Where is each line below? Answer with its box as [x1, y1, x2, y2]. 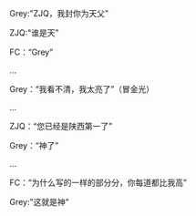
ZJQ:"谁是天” [9, 27, 59, 38]
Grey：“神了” [9, 140, 59, 150]
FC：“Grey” [9, 46, 54, 57]
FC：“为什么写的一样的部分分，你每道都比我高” [9, 177, 187, 188]
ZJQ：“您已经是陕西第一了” [9, 121, 112, 131]
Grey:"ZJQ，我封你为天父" [9, 8, 109, 18]
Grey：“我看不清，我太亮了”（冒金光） [9, 84, 155, 94]
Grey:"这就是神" [9, 197, 70, 207]
